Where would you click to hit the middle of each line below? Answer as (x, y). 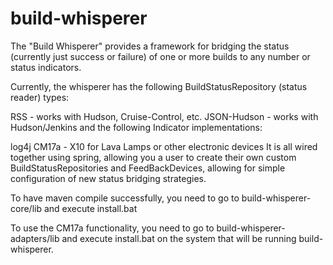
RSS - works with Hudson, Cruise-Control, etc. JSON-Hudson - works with (164, 116)
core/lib (26, 208)
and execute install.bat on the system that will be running (179, 238)
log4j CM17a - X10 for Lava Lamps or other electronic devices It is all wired (164, 146)
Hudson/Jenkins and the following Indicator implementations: (136, 127)
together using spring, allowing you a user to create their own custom (153, 157)
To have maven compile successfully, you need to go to (125, 198)
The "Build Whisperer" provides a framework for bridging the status (150, 46)
